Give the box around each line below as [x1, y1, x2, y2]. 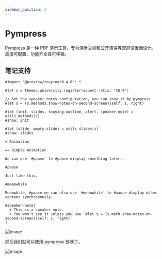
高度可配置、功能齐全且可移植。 [5, 51, 69, 56]
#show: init [5, 118, 29, 123]
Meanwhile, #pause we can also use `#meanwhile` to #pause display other [5, 190, 158, 195]
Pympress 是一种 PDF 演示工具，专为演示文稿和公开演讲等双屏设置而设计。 [5, 45, 156, 51]
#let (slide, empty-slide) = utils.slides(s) [5, 127, 98, 131]
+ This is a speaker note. [9, 207, 64, 212]
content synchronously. [5, 195, 53, 200]
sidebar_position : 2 [5, 7, 47, 12]
